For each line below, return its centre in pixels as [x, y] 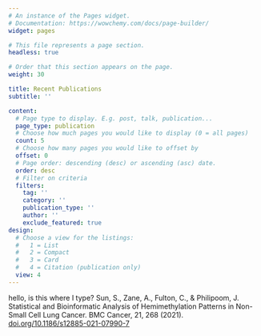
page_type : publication [55, 126]
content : [23, 111]
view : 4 [28, 275]
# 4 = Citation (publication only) [78, 268]
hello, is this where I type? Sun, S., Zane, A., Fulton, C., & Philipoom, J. [124, 298]
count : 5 [30, 141]
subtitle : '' [30, 96]
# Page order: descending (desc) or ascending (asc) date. [116, 163]
